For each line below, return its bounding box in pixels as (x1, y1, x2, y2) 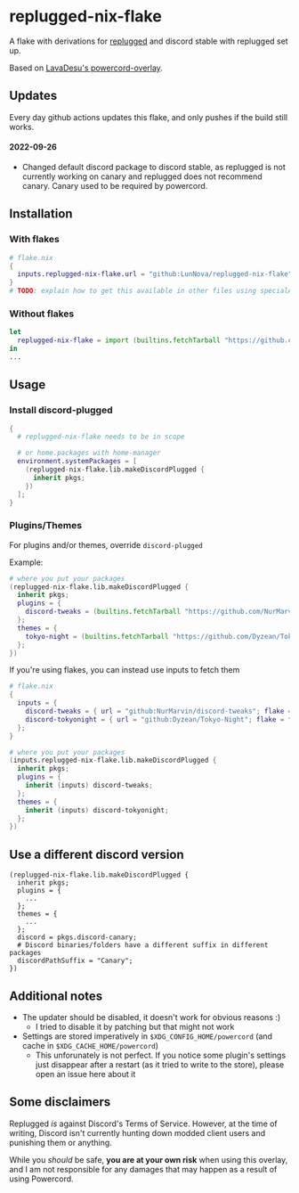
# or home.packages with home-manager (17, 448, 162, 458)
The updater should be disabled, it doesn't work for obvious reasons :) (21, 1011, 281, 1022)
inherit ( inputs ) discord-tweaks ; (25, 781, 153, 790)
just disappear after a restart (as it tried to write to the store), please (35, 1058, 285, 1070)
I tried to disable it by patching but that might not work (35, 1021, 235, 1032)
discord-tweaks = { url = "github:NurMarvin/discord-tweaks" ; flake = (25, 707, 293, 716)
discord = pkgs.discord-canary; (17, 933, 138, 942)
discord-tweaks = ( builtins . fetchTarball (25, 608, 181, 617)
